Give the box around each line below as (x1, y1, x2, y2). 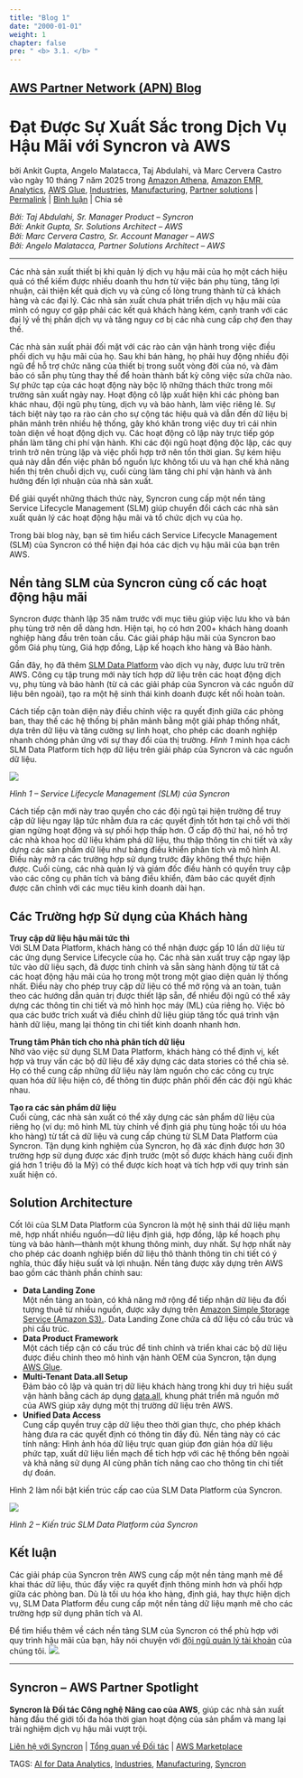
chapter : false (9, 38, 67, 48)
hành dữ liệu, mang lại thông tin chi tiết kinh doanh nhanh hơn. (9, 1019, 241, 1030)
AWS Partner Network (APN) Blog (9, 80, 202, 96)
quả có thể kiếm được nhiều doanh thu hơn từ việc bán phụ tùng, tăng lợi (9, 276, 280, 287)
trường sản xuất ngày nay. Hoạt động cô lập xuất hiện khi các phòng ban (9, 389, 280, 400)
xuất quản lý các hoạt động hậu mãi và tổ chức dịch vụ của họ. (9, 512, 243, 524)
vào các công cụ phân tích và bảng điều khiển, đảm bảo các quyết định (9, 873, 276, 884)
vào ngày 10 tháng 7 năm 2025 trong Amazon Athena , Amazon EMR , (9, 175, 263, 186)
